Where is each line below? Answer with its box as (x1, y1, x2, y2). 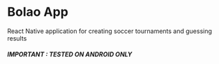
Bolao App (7, 4, 68, 20)
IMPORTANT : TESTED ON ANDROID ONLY (7, 50, 133, 58)
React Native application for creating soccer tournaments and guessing (7, 27, 213, 35)
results (7, 34, 27, 42)
